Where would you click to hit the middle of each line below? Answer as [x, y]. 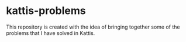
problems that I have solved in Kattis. [51, 33]
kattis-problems [46, 11]
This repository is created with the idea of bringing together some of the [93, 27]
